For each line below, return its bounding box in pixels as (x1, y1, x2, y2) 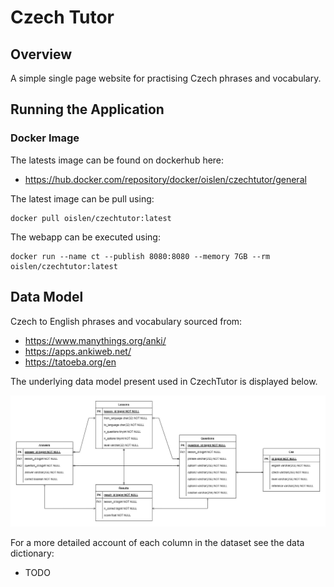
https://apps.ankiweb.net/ (24, 345, 132, 357)
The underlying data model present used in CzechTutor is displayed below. (10, 375, 318, 387)
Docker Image (10, 131, 80, 145)
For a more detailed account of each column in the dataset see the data (10, 536, 305, 548)
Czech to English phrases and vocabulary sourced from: (10, 315, 243, 327)
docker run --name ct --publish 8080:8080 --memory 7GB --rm (10, 251, 271, 261)
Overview (10, 46, 73, 63)
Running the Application (10, 101, 165, 118)
